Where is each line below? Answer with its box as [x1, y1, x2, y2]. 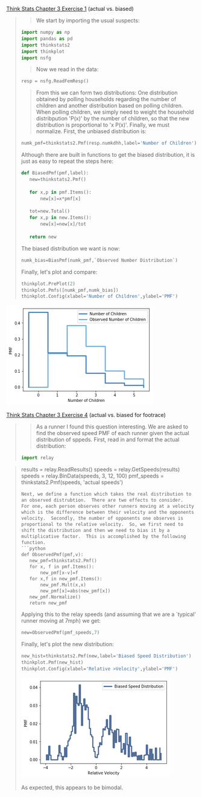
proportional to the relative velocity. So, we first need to [21, 522, 184, 528]
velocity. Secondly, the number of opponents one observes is [21, 516, 184, 522]
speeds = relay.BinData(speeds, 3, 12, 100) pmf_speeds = [21, 472, 164, 480]
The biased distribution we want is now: [21, 244, 121, 252]
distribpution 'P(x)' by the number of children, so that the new [36, 115, 190, 122]
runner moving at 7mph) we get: [21, 617, 101, 625]
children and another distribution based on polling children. [36, 102, 183, 110]
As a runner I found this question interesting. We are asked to [36, 423, 189, 430]
